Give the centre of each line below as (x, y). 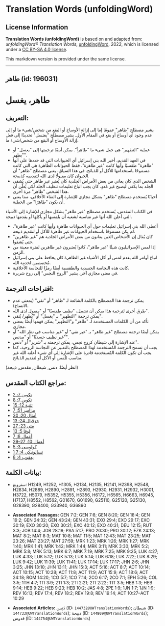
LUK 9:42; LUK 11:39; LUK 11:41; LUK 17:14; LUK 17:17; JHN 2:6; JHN (81, 562)
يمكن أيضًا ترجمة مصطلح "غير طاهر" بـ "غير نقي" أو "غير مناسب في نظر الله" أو (86, 332)
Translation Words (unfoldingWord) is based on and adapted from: (74, 39)
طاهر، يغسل (28, 100)
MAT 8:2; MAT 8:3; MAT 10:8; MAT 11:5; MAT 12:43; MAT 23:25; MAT (82, 536)
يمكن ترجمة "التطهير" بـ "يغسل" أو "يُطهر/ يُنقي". (57, 316)
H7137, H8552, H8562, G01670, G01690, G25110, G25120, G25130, (79, 500)
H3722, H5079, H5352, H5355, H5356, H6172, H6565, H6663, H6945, (83, 495)
